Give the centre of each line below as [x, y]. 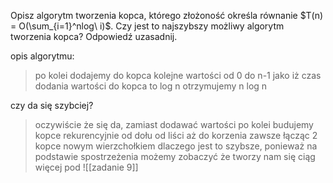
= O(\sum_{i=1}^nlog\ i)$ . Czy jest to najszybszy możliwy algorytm [147, 26]
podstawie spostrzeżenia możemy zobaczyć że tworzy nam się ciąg [175, 156]
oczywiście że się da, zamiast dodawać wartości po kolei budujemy [174, 124]
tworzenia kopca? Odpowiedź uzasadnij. [94, 36]
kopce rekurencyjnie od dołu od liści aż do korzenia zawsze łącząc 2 [176, 135]
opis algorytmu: [42, 56]
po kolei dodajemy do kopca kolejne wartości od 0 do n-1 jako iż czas [178, 75]
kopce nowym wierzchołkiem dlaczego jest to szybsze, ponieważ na [176, 146]
